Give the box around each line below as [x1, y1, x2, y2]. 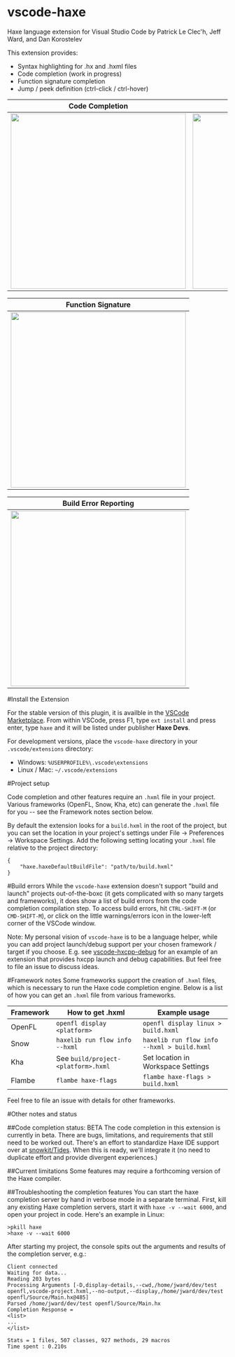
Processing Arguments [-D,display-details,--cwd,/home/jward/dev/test [7, 1281, 218, 1288]
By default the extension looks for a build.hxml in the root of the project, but [7, 821, 227, 829]
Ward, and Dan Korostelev [7, 34, 83, 43]
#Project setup [7, 779, 50, 787]
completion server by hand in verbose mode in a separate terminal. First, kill [7, 1195, 227, 1203]
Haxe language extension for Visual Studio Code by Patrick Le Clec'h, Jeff [7, 27, 222, 36]
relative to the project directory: [7, 843, 99, 852]
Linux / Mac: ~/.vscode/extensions [17, 766, 117, 774]
